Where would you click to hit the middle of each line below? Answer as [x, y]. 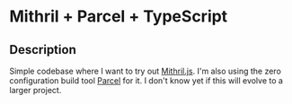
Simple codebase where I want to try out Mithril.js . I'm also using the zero [145, 71]
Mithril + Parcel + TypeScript [119, 17]
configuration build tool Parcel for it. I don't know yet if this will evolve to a [146, 81]
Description [43, 50]
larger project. [35, 90]
